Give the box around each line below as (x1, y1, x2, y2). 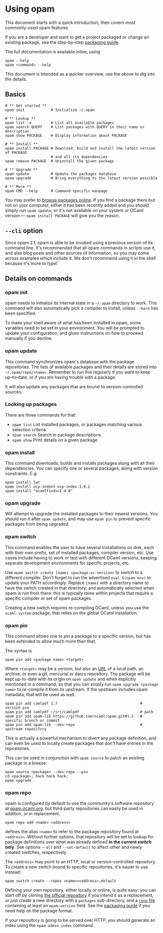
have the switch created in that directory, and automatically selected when (5, 585, 155, 590)
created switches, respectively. (5, 849, 68, 856)
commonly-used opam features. (5, 24, 70, 30)
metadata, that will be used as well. (5, 692, 76, 698)
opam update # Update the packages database (5, 171, 117, 176)
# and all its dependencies (51, 154, 108, 159)
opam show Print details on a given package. (12, 437, 99, 443)
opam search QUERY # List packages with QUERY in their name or (5, 124, 145, 130)
